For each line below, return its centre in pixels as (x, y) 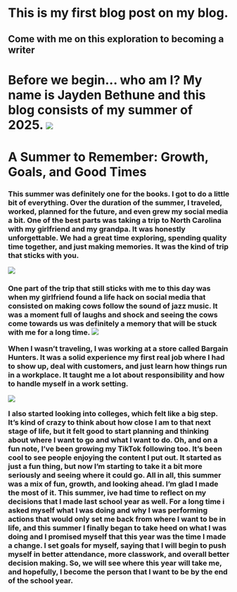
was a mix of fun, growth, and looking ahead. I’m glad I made (113, 484)
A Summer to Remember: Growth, (108, 157)
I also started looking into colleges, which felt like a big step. (113, 414)
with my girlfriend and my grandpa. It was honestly (97, 229)
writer (21, 50)
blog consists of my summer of (100, 110)
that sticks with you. (44, 255)
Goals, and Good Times (77, 172)
